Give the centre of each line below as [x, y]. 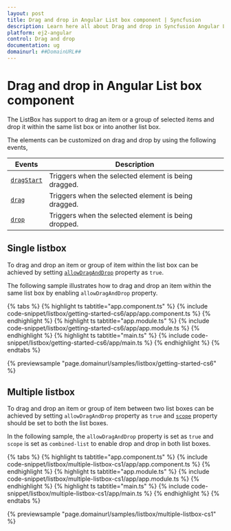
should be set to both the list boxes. [58, 423]
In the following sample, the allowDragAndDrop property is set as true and [110, 436]
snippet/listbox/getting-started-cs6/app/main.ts [75, 342]
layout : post [26, 13]
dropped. [64, 224]
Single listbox [37, 248]
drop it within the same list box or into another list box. [84, 126]
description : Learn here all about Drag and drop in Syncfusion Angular [113, 26]
